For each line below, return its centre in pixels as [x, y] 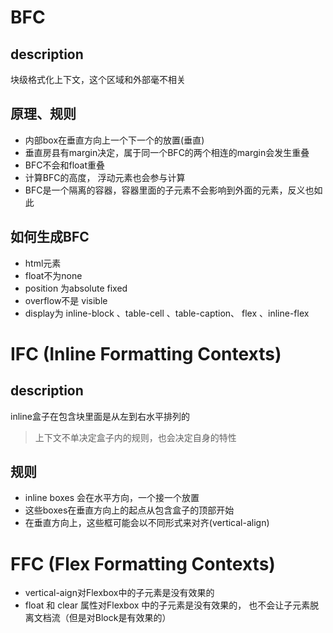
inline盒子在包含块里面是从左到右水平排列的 [100, 416]
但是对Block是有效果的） [120, 618]
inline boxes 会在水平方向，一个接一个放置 [112, 498]
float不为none [53, 275]
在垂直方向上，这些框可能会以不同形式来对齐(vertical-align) [147, 523]
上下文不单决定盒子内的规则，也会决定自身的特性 [135, 437]
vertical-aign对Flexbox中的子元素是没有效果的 [119, 593]
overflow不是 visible [66, 300]
